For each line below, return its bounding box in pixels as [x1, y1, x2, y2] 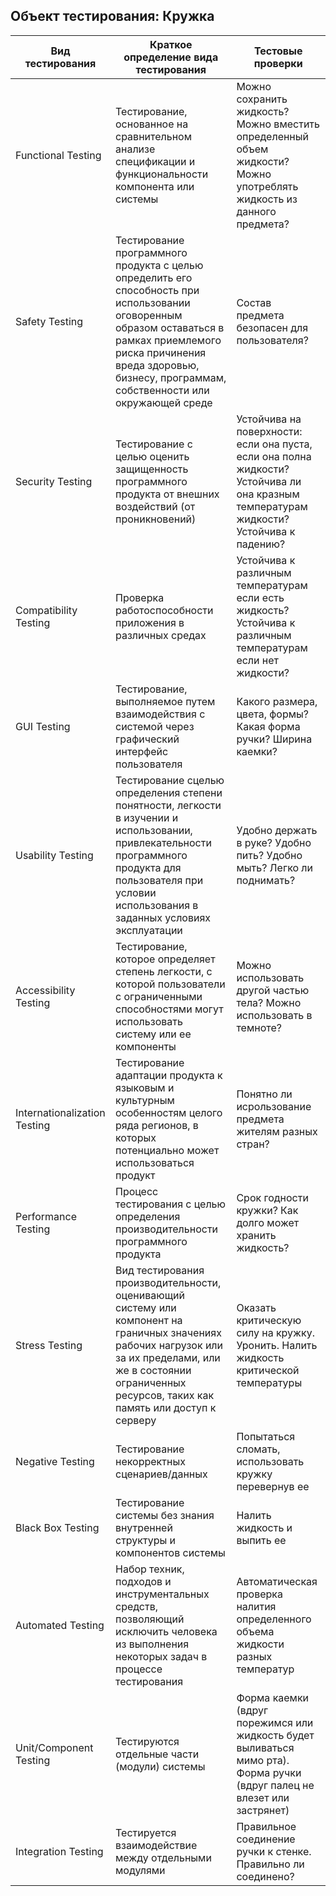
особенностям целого [115, 1105, 223, 1119]
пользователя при [115, 873, 204, 887]
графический [115, 732, 180, 746]
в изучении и [115, 810, 179, 824]
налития [236, 1599, 277, 1613]
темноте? [236, 1020, 282, 1034]
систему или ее [115, 1027, 192, 1041]
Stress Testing [15, 1338, 83, 1352]
